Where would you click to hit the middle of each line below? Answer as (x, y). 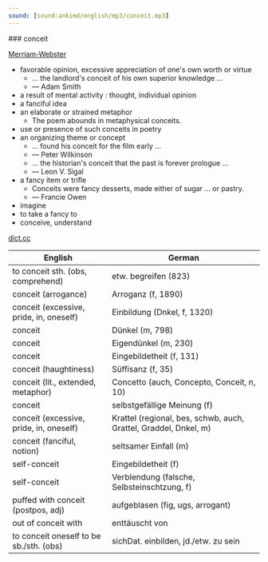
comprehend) (38, 281)
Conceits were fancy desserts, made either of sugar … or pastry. (138, 188)
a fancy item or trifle (53, 180)
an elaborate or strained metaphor (76, 112)
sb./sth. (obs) (37, 546)
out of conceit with (47, 523)
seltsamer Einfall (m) (150, 446)
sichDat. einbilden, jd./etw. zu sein (176, 540)
